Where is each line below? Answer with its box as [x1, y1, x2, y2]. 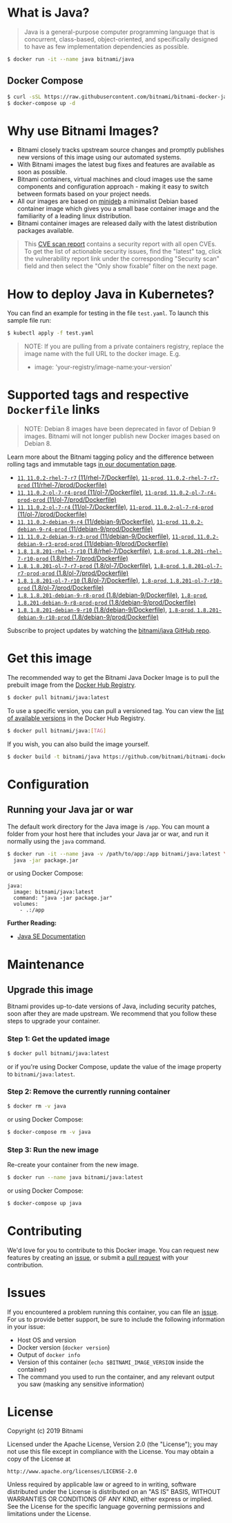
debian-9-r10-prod [17, 614, 70, 621]
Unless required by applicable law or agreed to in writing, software [7, 1480, 197, 1488]
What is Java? [7, 5, 90, 21]
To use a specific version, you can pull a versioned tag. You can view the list [7, 706, 224, 715]
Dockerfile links [7, 402, 100, 417]
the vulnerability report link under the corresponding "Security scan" [23, 254, 220, 263]
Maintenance [7, 956, 85, 972]
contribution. [7, 1260, 43, 1269]
